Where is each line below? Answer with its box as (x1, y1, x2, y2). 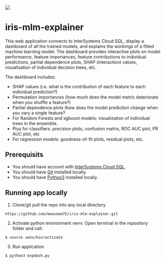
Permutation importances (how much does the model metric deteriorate (12, 94, 159, 100)
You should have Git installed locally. (12, 169, 87, 175)
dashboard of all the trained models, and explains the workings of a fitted (5, 43, 154, 49)
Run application (12, 243, 44, 250)
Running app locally (5, 189, 68, 197)
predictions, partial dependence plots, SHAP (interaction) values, (5, 59, 137, 65)
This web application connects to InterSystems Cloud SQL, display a (5, 38, 144, 44)
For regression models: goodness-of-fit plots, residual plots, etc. (12, 136, 144, 142)
